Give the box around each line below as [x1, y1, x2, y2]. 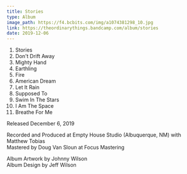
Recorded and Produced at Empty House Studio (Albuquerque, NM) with [6, 131, 182, 138]
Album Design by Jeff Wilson [6, 162, 77, 169]
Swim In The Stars [15, 96, 60, 103]
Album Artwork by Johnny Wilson [6, 155, 88, 162]
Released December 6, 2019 [6, 120, 75, 127]
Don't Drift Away [15, 53, 55, 60]
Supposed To [15, 90, 47, 97]
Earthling [15, 65, 37, 72]
